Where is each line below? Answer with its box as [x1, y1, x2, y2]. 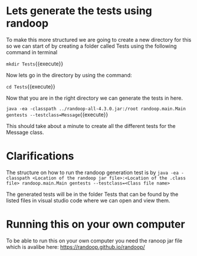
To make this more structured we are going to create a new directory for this [6, 36, 192, 43]
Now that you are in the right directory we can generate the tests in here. [6, 94, 183, 101]
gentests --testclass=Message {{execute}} [6, 111, 109, 118]
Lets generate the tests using [6, 4, 152, 18]
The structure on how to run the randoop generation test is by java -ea [6, 169, 179, 176]
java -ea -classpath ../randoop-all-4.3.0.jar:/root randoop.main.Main [6, 106, 186, 111]
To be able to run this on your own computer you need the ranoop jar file [6, 237, 183, 244]
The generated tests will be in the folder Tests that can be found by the [6, 191, 179, 198]
